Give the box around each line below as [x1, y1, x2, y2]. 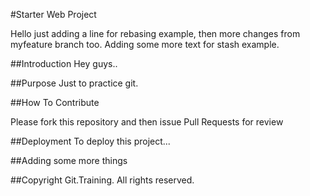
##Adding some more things [10, 155, 128, 166]
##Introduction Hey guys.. [10, 58, 118, 69]
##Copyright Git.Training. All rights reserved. [10, 174, 195, 186]
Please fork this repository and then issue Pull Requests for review [10, 116, 284, 128]
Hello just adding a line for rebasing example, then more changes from [10, 28, 301, 39]
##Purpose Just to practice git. [10, 77, 139, 89]
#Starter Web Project [10, 9, 97, 20]
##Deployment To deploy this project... [10, 135, 171, 147]
